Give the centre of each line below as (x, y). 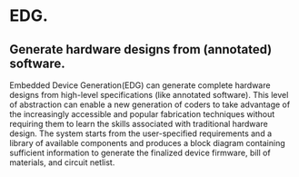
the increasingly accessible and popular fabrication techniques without (142, 114)
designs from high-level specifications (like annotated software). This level (149, 95)
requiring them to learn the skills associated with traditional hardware (139, 124)
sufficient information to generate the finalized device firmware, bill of (140, 152)
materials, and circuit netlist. (62, 162)
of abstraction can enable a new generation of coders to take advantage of (150, 104)
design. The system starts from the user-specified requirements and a (141, 133)
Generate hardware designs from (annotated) (141, 49)
